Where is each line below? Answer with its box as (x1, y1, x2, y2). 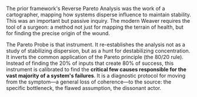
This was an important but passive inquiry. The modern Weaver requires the (6, 18, 191, 24)
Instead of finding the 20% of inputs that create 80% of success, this (6, 60, 174, 67)
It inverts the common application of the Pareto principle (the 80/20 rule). (6, 54, 184, 60)
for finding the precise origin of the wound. (6, 30, 111, 37)
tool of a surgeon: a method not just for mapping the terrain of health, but (6, 23, 184, 30)
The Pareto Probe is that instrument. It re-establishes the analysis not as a (6, 41, 185, 48)
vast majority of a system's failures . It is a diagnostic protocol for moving (6, 72, 186, 79)
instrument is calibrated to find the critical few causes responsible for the (6, 66, 186, 72)
